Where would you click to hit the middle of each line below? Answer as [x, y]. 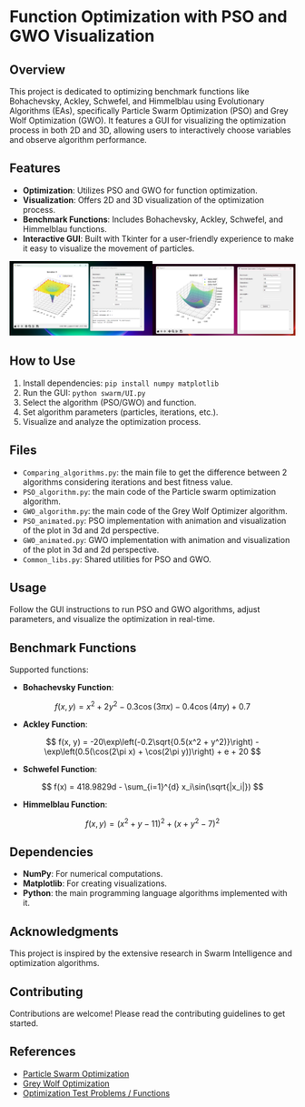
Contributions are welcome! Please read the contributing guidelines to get [148, 1013]
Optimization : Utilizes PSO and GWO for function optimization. [140, 190]
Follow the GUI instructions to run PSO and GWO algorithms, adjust [135, 609]
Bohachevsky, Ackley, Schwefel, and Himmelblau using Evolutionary [137, 101]
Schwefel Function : [60, 769]
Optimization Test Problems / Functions [96, 1092]
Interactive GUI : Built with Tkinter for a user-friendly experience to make [158, 238]
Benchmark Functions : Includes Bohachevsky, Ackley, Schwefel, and [153, 219]
